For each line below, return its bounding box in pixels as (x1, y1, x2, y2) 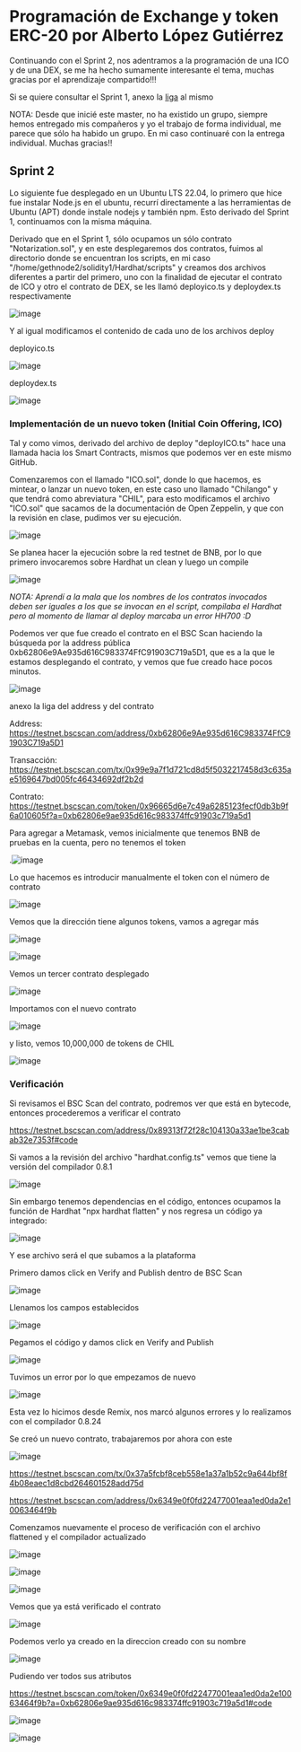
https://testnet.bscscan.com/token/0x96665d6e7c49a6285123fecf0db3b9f (9, 801, 289, 811)
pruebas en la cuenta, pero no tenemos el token (9, 837, 186, 848)
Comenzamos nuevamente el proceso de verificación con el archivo (9, 1522, 262, 1533)
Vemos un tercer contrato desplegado (9, 968, 150, 979)
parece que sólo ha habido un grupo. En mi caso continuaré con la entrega (9, 127, 285, 138)
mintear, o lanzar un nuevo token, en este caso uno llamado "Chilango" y (9, 484, 278, 495)
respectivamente (9, 290, 72, 302)
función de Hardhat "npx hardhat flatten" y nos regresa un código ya (9, 1205, 262, 1217)
